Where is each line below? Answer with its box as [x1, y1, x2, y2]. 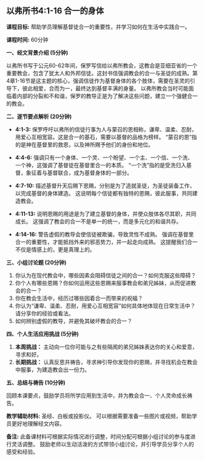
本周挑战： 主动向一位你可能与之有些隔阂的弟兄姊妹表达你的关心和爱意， [15, 343, 198, 350]
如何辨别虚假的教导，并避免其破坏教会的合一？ [15, 317, 132, 324]
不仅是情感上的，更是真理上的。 [15, 246, 95, 253]
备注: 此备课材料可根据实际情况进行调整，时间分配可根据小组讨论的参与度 [6, 432, 191, 440]
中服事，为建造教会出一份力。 [15, 366, 90, 373]
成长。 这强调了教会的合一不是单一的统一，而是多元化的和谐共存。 [15, 218, 182, 225]
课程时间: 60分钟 [6, 36, 49, 43]
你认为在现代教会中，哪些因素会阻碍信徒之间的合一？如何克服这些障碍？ [15, 271, 196, 279]
